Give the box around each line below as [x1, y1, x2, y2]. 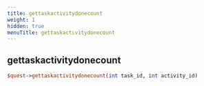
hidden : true [7, 23, 45, 29]
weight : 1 [7, 16, 36, 23]
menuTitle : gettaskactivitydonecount [7, 29, 115, 36]
